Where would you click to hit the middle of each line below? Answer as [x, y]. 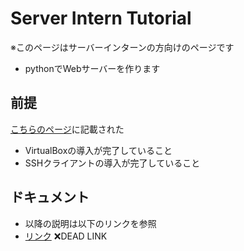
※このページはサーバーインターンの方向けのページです [122, 47]
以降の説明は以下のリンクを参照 [90, 223]
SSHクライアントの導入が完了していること [112, 163]
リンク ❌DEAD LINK [66, 236]
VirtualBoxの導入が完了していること [98, 150]
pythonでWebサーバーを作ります [92, 68]
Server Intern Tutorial [101, 18]
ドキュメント [50, 197]
